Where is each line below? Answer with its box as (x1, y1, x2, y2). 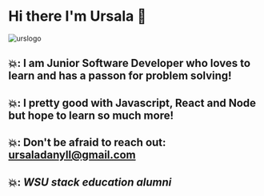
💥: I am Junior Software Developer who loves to (8, 57, 250, 70)
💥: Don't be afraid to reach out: (8, 135, 166, 150)
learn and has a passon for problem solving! (8, 69, 232, 83)
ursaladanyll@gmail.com (8, 148, 136, 162)
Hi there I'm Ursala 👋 (8, 7, 146, 25)
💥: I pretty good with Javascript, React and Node (8, 96, 257, 110)
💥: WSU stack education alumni (8, 175, 172, 189)
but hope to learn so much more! (8, 108, 174, 122)
